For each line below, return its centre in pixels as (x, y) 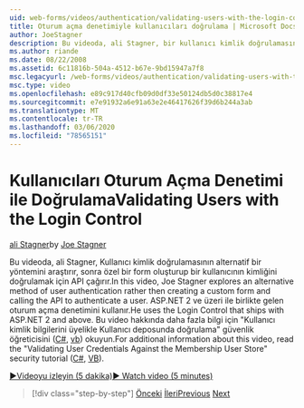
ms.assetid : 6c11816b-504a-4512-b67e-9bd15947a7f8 (107, 69)
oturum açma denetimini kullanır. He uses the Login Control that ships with (147, 310)
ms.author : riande (44, 52)
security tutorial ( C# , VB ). (57, 358)
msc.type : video (40, 85)
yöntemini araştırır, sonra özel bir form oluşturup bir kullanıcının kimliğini (143, 271)
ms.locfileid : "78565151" (58, 136)
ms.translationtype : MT (54, 111)
